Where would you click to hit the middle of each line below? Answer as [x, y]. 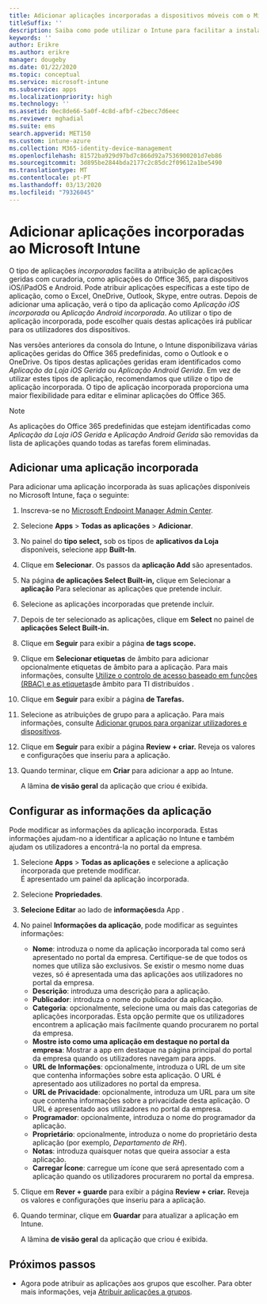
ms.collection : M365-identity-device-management [91, 148]
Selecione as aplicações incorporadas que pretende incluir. [117, 604]
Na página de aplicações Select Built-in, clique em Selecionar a [126, 580]
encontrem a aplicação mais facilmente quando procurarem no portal [145, 1025]
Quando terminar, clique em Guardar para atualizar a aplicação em [130, 1216]
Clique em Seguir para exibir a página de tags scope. [108, 644]
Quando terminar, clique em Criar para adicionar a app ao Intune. [127, 771]
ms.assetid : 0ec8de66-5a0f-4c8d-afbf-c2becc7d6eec [94, 112]
